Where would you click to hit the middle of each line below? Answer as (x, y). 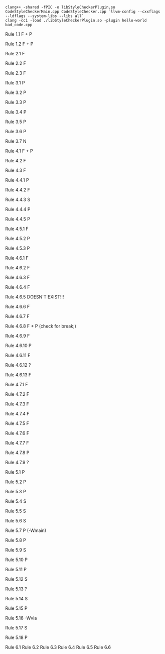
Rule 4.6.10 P (18, 346)
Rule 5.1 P (15, 472)
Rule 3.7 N (16, 141)
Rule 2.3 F (16, 73)
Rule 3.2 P (16, 92)
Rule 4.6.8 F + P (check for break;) (41, 326)
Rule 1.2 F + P (19, 44)
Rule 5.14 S (17, 598)
